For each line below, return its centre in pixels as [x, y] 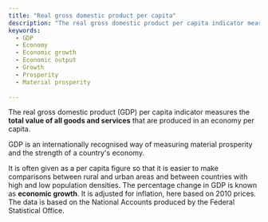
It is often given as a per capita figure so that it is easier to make [114, 169]
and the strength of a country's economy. [77, 153]
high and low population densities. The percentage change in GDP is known [133, 185]
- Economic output [46, 60]
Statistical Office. [37, 211]
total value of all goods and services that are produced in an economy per [132, 121]
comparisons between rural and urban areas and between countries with [128, 177]
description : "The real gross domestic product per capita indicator [126, 23]
